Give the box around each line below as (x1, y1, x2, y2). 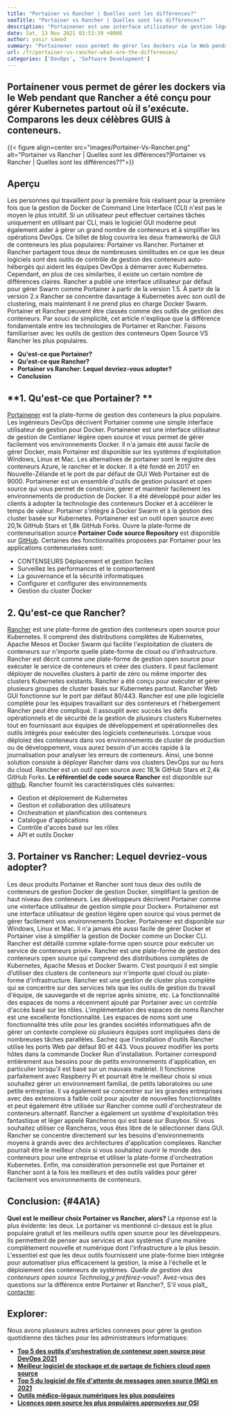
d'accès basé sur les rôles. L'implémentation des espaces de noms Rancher (7, 1005, 225, 1014)
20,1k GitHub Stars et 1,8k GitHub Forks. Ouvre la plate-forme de (7, 522, 191, 530)
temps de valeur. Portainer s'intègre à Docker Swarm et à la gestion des (7, 507, 213, 515)
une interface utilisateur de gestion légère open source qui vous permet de (7, 910, 221, 918)
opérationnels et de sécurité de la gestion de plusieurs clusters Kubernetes (7, 714, 222, 722)
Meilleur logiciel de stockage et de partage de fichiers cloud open (17, 1362, 211, 1370)
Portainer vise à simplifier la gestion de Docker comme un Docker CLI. (7, 932, 208, 940)
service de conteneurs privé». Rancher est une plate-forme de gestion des (7, 946, 221, 955)
